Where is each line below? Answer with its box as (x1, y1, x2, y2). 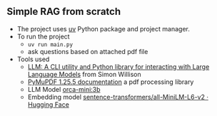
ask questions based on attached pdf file (27, 47, 148, 56)
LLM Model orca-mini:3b (27, 85, 101, 93)
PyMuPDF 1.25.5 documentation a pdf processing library (27, 78, 194, 86)
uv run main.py (27, 41, 73, 48)
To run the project (16, 32, 70, 41)
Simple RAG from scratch (6, 6, 121, 18)
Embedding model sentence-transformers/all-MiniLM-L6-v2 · (27, 93, 208, 101)
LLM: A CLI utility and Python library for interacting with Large (27, 62, 210, 70)
